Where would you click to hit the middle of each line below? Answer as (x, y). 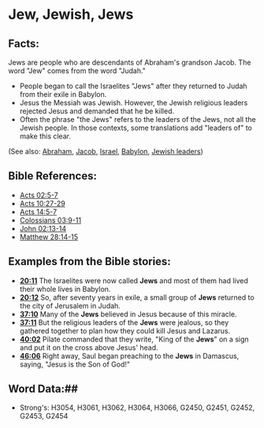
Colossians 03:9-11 (50, 220)
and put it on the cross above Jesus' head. (89, 347)
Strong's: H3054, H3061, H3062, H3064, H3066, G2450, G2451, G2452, (137, 408)
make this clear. (45, 136)
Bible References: (52, 176)
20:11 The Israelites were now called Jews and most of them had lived (134, 280)
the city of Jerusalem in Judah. (70, 305)
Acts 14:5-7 (38, 212)
